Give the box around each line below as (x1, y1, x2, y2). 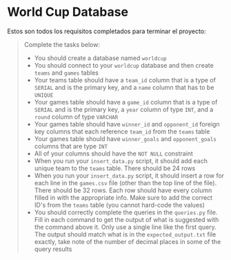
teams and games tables (34, 68, 99, 77)
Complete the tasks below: (23, 40, 100, 48)
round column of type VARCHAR (34, 112, 119, 121)
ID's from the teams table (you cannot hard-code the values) (34, 201, 205, 209)
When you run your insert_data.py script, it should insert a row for (34, 171, 225, 180)
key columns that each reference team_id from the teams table (34, 127, 210, 136)
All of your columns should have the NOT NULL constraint (34, 149, 193, 158)
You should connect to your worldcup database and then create (34, 61, 214, 69)
